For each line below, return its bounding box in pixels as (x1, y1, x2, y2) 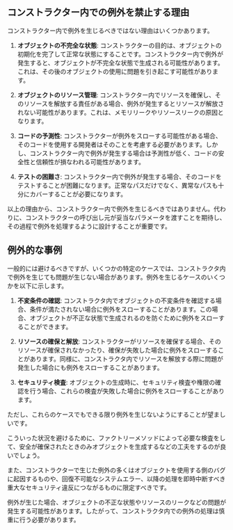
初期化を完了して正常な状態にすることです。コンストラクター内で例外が (17, 49, 224, 58)
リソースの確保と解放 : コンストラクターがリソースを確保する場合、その (17, 337, 221, 346)
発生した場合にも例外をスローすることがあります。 (17, 363, 163, 371)
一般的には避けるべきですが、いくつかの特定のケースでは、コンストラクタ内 (7, 264, 226, 273)
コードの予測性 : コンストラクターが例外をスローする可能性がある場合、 (17, 131, 222, 140)
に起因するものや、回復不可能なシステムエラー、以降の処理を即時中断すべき (7, 474, 226, 483)
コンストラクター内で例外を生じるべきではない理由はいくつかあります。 (7, 26, 214, 35)
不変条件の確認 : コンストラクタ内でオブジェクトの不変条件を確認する (17, 296, 216, 305)
